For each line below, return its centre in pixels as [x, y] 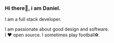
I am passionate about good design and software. [57, 29]
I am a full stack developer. [33, 19]
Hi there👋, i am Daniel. [33, 8]
